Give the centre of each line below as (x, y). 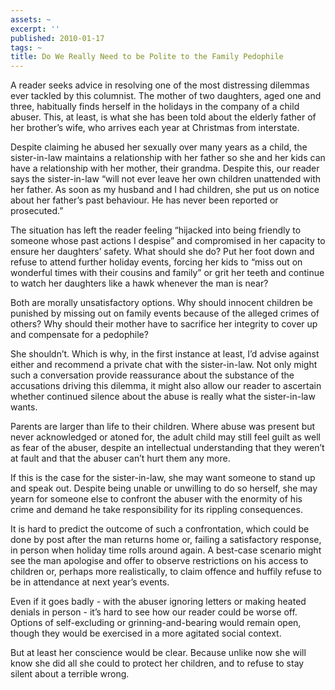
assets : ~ (31, 19)
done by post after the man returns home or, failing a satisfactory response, (166, 540)
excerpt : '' (35, 29)
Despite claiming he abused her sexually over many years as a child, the (159, 147)
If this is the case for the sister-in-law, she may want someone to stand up (163, 478)
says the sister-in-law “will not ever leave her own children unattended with (166, 179)
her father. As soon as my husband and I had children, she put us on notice (165, 190)
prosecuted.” (37, 211)
